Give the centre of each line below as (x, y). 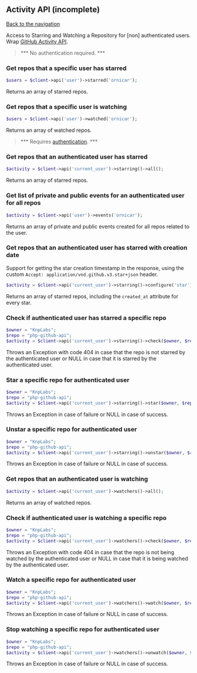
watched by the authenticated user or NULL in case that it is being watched (97, 558)
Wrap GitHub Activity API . (37, 41)
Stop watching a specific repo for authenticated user (83, 629)
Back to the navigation (33, 24)
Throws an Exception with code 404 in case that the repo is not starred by (96, 352)
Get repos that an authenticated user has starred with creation (97, 248)
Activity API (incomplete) (53, 10)
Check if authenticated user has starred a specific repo (86, 318)
